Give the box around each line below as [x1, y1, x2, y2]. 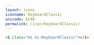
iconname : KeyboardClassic [5, 12, 62, 17]
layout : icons [5, 7, 35, 12]
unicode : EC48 [5, 16, 35, 21]
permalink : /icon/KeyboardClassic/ [5, 21, 80, 26]
